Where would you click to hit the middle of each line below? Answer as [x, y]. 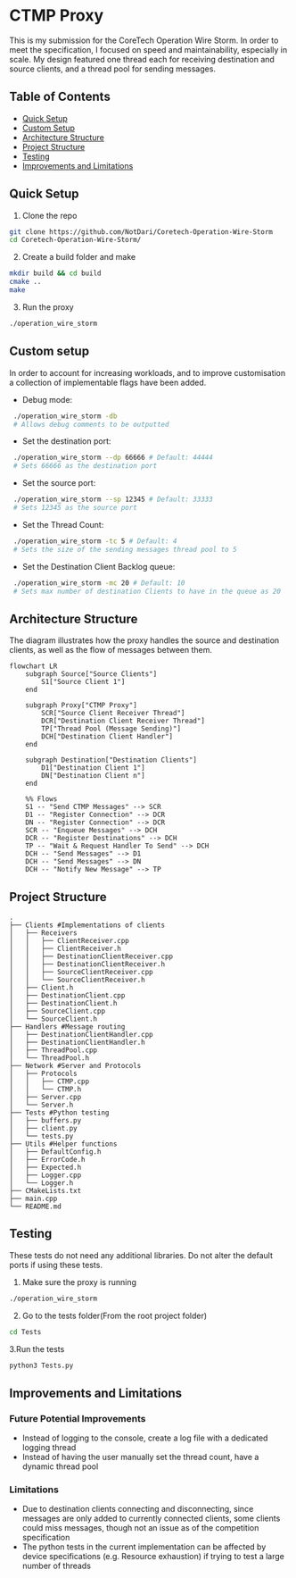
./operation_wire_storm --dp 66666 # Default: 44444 [113, 458]
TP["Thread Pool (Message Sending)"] [111, 729]
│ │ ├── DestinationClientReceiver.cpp [91, 956]
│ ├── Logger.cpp [45, 1175]
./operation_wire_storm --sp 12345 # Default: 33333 [113, 500]
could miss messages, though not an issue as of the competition [140, 1528]
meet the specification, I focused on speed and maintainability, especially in [148, 49]
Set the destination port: [66, 441]
